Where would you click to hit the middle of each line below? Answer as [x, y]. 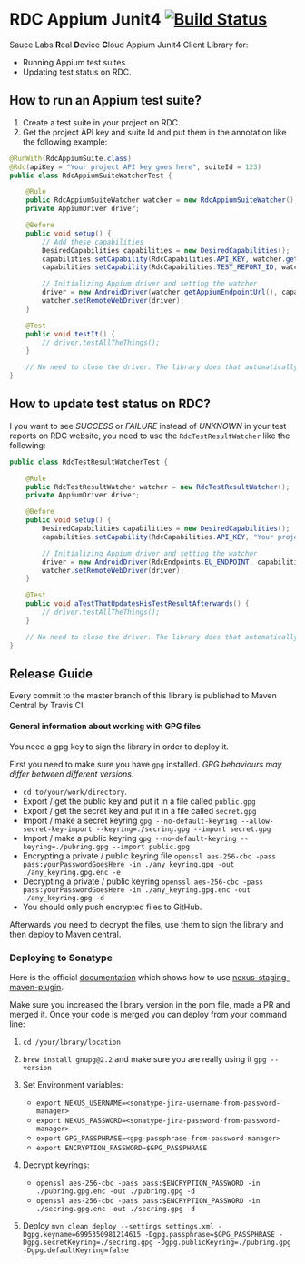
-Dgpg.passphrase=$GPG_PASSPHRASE [210, 1234]
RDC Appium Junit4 [85, 20]
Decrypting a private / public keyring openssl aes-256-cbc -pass [143, 881]
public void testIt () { [71, 334]
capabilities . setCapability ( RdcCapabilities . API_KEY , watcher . [164, 259]
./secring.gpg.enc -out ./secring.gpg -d [115, 1209]
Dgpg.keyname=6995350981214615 [82, 1234]
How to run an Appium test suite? [106, 100]
